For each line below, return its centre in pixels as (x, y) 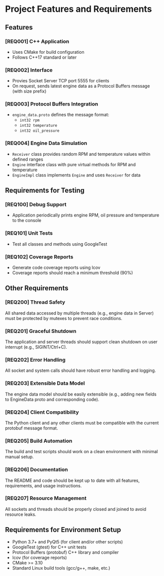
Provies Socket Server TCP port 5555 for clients (61, 81)
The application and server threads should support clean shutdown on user (82, 342)
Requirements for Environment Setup (63, 530)
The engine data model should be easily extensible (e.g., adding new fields (81, 394)
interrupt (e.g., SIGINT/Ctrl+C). (36, 347)
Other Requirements (37, 288)
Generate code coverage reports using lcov (56, 268)
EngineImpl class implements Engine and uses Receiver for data (76, 175)
